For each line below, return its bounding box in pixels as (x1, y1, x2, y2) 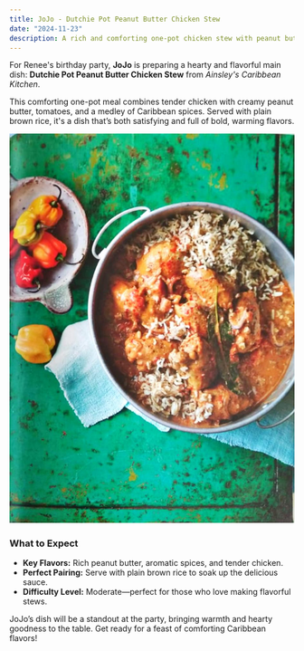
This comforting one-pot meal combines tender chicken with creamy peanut (9, 96, 294, 108)
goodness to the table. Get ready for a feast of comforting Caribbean (9, 623, 267, 634)
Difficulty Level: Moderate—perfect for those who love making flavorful (22, 586, 291, 597)
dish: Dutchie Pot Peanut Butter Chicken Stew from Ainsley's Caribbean (9, 69, 281, 81)
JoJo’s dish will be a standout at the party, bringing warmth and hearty (9, 613, 273, 624)
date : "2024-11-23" (9, 24, 83, 34)
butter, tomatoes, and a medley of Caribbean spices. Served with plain (9, 106, 272, 117)
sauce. (22, 576, 48, 588)
